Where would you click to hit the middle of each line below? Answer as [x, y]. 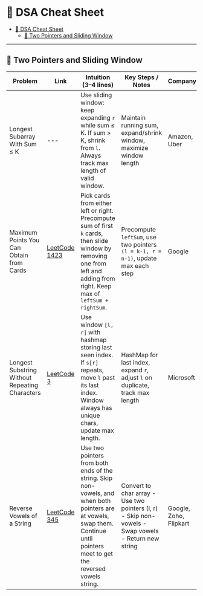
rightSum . [94, 307]
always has [96, 407]
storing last [96, 347]
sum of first [97, 225]
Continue [94, 531]
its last [90, 385]
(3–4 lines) [98, 85]
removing [94, 256]
